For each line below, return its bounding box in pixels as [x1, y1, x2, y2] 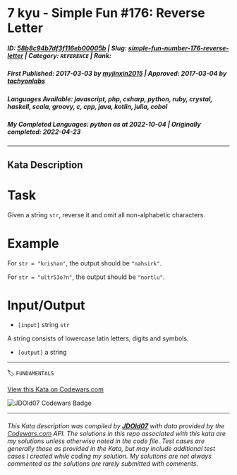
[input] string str [17, 321, 70, 329]
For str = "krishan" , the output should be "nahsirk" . [7, 258, 162, 267]
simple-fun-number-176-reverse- [128, 44, 229, 52]
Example [7, 235, 59, 251]
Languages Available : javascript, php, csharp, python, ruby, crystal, [7, 94, 213, 103]
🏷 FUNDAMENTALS [7, 369, 54, 377]
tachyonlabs [7, 76, 46, 86]
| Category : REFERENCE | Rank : [24, 51, 111, 59]
